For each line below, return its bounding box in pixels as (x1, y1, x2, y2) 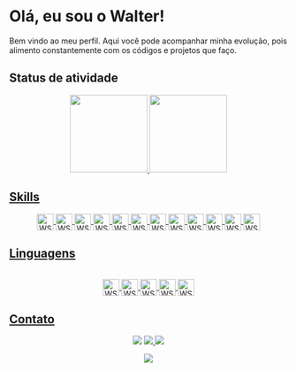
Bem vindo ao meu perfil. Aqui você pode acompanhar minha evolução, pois (9, 35, 287, 46)
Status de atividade (9, 71, 118, 86)
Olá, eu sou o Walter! (9, 6, 165, 27)
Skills (9, 190, 40, 205)
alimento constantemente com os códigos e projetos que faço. (9, 44, 237, 55)
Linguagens (9, 245, 76, 260)
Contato (9, 312, 55, 327)
